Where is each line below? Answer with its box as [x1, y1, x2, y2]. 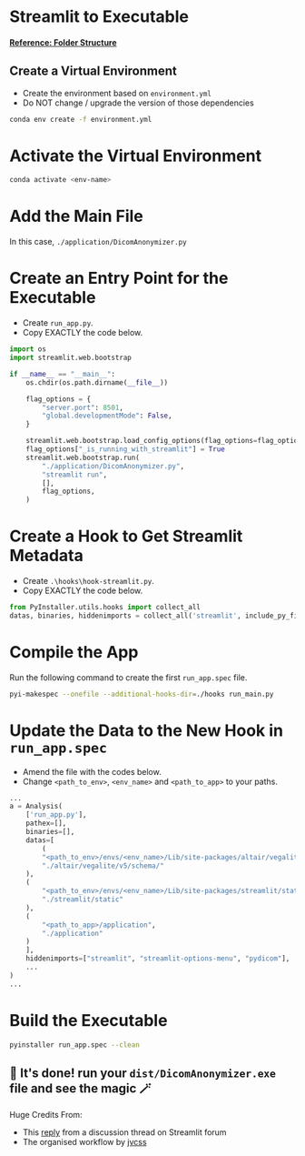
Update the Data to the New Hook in [9, 720, 284, 740]
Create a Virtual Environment [9, 64, 177, 79]
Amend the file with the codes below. [22, 766, 162, 777]
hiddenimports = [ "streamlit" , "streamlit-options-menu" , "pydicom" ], [25, 954, 290, 963]
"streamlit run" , [42, 470, 107, 479]
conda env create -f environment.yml [9, 115, 152, 124]
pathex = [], [25, 819, 67, 829]
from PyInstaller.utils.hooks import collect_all [9, 603, 202, 612]
